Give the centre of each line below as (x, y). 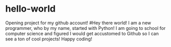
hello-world (31, 9)
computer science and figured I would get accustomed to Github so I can (82, 33)
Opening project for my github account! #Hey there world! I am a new (78, 23)
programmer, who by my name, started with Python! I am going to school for (86, 28)
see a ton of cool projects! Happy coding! (49, 39)
